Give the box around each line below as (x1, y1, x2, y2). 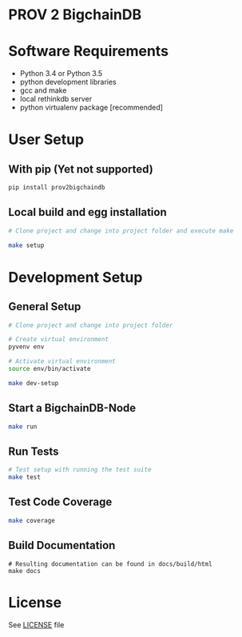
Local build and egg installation (8, 205, 167, 219)
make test (8, 473, 42, 481)
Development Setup (8, 268, 143, 286)
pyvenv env (8, 343, 45, 351)
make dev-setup (8, 379, 59, 387)
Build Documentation (8, 539, 116, 552)
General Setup (8, 300, 81, 313)
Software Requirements (8, 42, 169, 61)
